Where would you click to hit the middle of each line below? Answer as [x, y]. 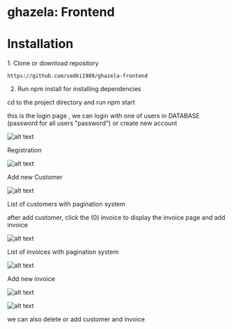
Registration [24, 150]
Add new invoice [31, 279]
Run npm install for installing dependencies [79, 89]
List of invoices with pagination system [63, 252]
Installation [40, 44]
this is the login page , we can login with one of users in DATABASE [103, 116]
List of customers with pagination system [66, 204]
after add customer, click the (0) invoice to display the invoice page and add [116, 218]
